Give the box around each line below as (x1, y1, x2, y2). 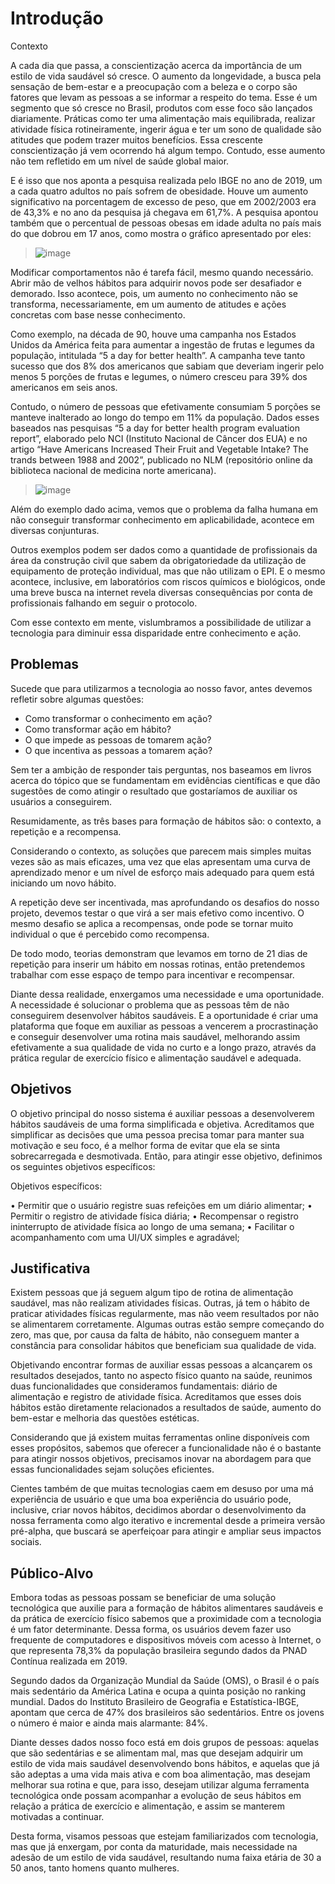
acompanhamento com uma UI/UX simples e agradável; (10, 1231, 240, 1243)
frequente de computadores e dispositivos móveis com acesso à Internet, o (10, 1634, 322, 1646)
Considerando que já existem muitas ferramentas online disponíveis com (10, 1432, 310, 1444)
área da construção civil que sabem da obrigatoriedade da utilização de (10, 554, 307, 566)
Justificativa (10, 1260, 91, 1277)
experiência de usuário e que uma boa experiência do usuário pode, (10, 1493, 292, 1506)
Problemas (10, 656, 80, 673)
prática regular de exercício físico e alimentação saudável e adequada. (10, 1052, 302, 1064)
